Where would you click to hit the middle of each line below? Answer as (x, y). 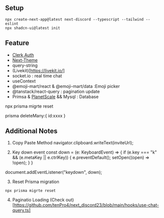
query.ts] (21, 210)
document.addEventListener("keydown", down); (54, 172)
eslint (12, 24)
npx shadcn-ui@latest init (33, 28)
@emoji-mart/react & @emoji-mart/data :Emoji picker (66, 86)
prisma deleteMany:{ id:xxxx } (35, 115)
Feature (17, 43)
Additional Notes (31, 131)
